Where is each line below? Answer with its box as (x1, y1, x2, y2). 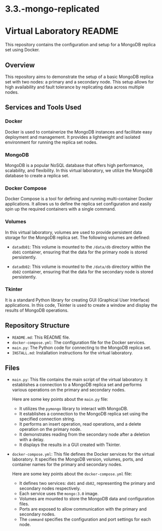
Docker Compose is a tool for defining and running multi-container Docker (5, 196, 153, 202)
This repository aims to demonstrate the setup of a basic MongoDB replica (5, 74, 154, 80)
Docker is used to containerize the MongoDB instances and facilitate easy (5, 129, 152, 134)
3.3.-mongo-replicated (5, 3, 100, 15)
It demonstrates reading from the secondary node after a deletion (19, 431, 150, 437)
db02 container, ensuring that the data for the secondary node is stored (12, 268, 153, 275)
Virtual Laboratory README (5, 26, 118, 37)
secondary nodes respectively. (19, 485, 81, 491)
